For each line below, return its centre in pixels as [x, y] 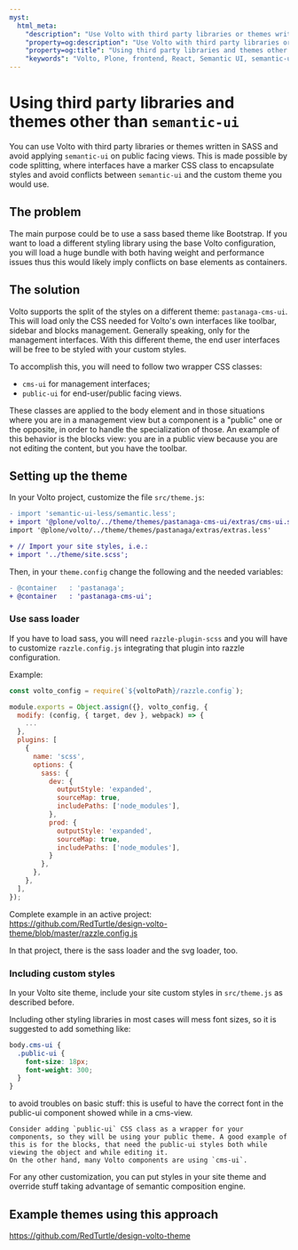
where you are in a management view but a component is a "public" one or [146, 420]
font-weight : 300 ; [59, 1070]
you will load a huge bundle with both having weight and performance [137, 252]
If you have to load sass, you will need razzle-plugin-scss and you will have [149, 638]
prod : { [63, 823]
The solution [45, 290]
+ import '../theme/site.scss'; [69, 554]
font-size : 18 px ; [57, 1061]
